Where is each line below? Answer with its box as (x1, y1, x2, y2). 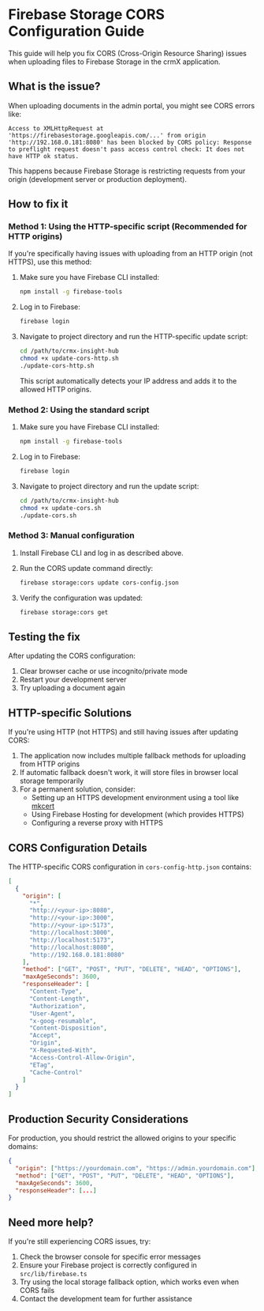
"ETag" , (28, 1061, 55, 1069)
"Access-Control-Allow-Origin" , (28, 1053, 136, 1061)
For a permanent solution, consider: (19, 784, 136, 794)
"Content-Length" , (28, 995, 90, 1003)
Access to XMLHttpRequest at (8, 124, 104, 132)
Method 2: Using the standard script (8, 404, 150, 415)
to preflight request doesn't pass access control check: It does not (8, 145, 245, 153)
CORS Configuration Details (8, 841, 147, 855)
